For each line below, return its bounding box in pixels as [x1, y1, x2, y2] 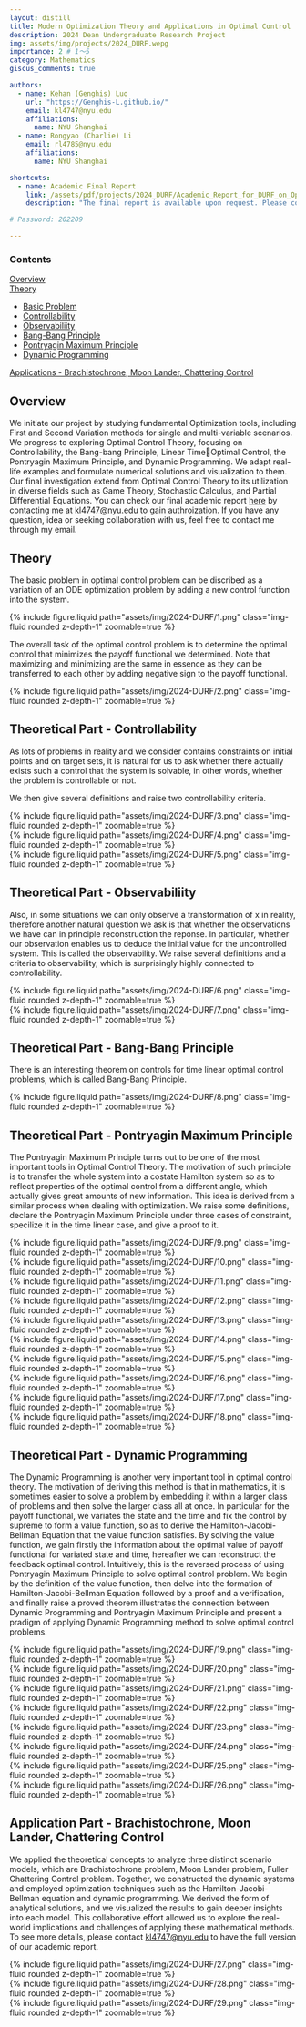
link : [25, 190, 47, 199]
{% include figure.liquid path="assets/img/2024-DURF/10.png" [9, 1257, 246, 1268]
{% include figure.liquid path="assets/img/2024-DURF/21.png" [9, 1682, 246, 1694]
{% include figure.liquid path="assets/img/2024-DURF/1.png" [9, 611, 241, 622]
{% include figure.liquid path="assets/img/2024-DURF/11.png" [9, 1276, 244, 1287]
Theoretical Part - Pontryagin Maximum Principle [9, 1127, 293, 1143]
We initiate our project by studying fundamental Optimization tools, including [9, 418, 297, 429]
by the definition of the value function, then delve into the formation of [9, 1577, 273, 1589]
